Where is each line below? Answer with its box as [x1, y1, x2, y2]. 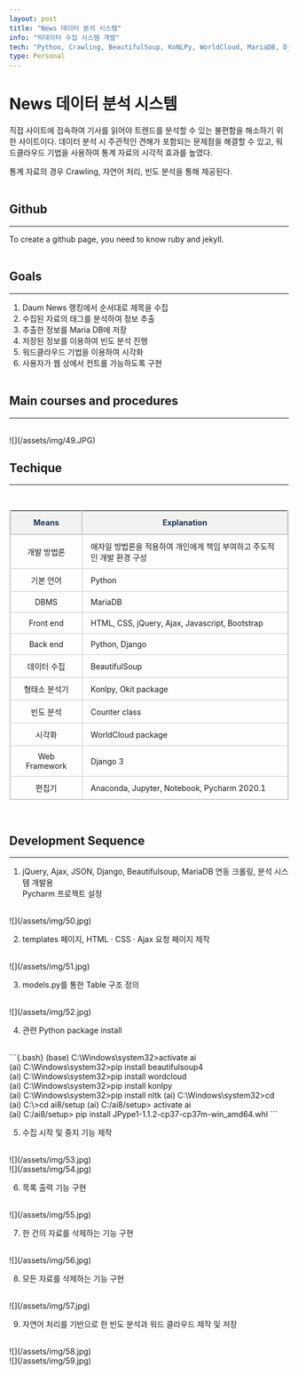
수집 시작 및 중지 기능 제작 [21, 1127, 113, 1138]
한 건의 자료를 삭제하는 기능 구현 [21, 1227, 134, 1239]
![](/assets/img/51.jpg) [9, 961, 90, 972]
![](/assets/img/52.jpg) [9, 1007, 91, 1018]
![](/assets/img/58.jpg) [9, 1347, 91, 1357]
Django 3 [90, 755, 124, 766]
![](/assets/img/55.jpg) [9, 1210, 91, 1220]
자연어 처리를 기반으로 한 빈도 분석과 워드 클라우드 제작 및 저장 [21, 1319, 238, 1330]
